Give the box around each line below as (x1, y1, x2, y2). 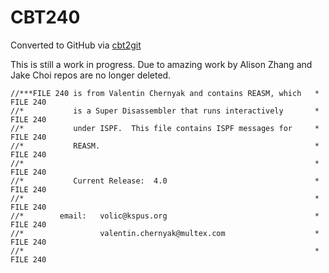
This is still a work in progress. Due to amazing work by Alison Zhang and (10, 58, 313, 70)
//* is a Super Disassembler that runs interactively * (10, 106, 320, 116)
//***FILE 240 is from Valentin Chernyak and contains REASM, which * (10, 88, 320, 98)
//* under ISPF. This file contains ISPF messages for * (10, 123, 320, 133)
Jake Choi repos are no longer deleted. (10, 69, 172, 81)
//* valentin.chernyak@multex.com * (10, 228, 320, 238)
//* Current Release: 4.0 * (10, 176, 320, 186)
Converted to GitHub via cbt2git (10, 39, 142, 51)
